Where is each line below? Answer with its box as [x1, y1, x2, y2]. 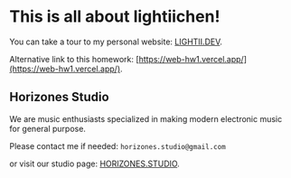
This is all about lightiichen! [9, 6, 221, 27]
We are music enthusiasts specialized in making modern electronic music [9, 113, 283, 124]
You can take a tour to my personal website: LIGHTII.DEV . [9, 36, 223, 47]
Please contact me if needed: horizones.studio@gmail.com [9, 140, 226, 151]
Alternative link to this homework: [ [9, 53, 139, 64]
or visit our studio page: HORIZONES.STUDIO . [9, 158, 181, 169]
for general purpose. [9, 123, 86, 134]
